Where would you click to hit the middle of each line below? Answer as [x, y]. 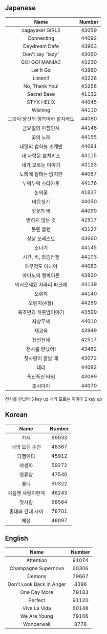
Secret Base [41, 94]
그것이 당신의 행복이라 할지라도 [41, 119]
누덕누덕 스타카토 [41, 183]
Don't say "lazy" [41, 54]
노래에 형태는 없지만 [41, 174]
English [17, 538]
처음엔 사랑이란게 [26, 493]
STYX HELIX [41, 102]
